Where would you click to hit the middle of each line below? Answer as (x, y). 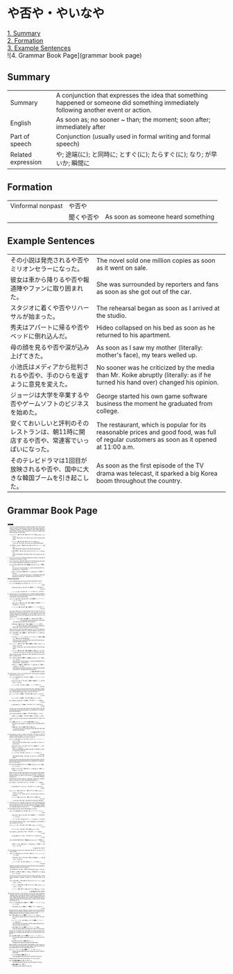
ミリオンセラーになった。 (46, 268)
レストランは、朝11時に (45, 432)
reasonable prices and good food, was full (156, 432)
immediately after (81, 127)
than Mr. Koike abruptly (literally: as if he (154, 375)
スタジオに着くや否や (41, 308)
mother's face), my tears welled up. (147, 354)
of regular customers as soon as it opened (156, 440)
